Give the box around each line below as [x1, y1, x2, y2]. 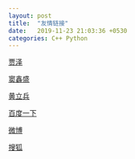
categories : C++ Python [8, 34, 88, 43]
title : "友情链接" [8, 19, 69, 27]
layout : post [8, 11, 52, 20]
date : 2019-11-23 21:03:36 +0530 [8, 26, 128, 35]
